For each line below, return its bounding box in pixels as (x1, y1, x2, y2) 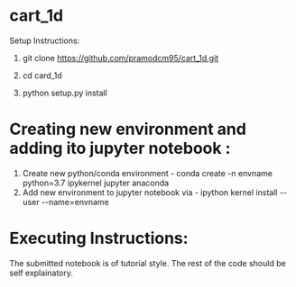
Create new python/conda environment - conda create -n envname (22, 167, 273, 178)
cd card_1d (22, 69, 63, 81)
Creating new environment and (9, 119, 246, 139)
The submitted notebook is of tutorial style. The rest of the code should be (9, 257, 286, 268)
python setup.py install (22, 87, 108, 98)
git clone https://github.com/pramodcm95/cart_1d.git (22, 52, 219, 63)
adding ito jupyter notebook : (9, 139, 231, 158)
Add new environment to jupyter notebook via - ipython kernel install (22, 186, 278, 198)
